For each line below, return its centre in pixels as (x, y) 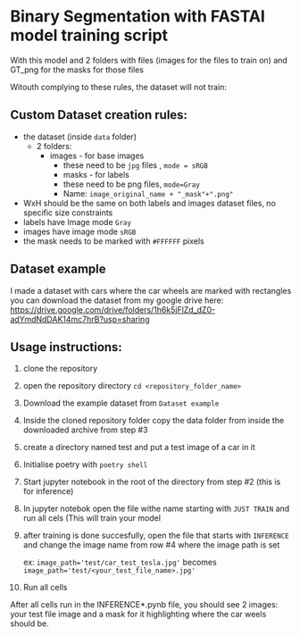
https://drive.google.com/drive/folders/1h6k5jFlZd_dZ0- (113, 309)
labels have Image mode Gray (77, 222)
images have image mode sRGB (79, 231)
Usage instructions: (67, 347)
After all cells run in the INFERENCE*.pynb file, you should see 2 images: (144, 605)
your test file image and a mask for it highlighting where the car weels (138, 615)
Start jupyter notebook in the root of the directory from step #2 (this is (152, 482)
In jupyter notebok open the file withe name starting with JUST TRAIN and (156, 509)
